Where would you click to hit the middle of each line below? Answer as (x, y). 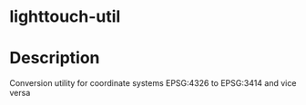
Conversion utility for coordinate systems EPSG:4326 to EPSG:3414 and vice (153, 83)
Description (55, 58)
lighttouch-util (65, 17)
